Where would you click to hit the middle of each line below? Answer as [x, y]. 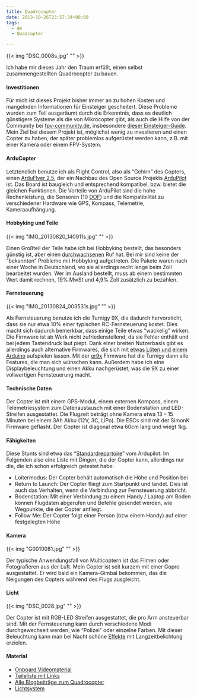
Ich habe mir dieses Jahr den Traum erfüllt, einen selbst [74, 67]
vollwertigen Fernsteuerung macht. [49, 374]
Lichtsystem [30, 688]
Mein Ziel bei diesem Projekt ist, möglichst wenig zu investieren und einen [96, 132]
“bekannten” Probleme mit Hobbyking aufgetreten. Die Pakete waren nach [97, 260]
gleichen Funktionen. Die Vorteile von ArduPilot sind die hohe [81, 190]
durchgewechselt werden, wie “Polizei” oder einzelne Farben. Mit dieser [94, 630]
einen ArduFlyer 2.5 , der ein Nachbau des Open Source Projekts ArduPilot [96, 178]
